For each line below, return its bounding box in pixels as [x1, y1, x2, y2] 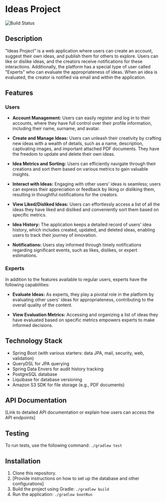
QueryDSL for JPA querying [12, 360, 70, 366]
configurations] [12, 481, 44, 487]
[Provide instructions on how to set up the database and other [12, 475, 140, 481]
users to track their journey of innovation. [12, 232, 97, 238]
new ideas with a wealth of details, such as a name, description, [12, 141, 144, 147]
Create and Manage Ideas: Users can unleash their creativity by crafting [12, 135, 162, 141]
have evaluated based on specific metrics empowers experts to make [12, 317, 155, 323]
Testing [5, 429, 29, 438]
